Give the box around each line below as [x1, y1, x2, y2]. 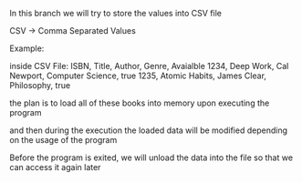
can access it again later [9, 162, 101, 172]
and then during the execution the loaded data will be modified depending [9, 125, 287, 136]
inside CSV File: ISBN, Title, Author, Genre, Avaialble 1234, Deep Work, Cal [9, 61, 289, 71]
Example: [9, 43, 45, 54]
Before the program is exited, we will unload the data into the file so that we [9, 152, 294, 163]
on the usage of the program [9, 135, 118, 145]
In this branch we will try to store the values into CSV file [9, 8, 222, 18]
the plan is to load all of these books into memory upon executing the [9, 97, 270, 108]
